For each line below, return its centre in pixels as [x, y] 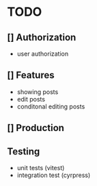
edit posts [31, 99]
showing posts [38, 92]
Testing [24, 151]
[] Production [36, 128]
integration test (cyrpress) [54, 175]
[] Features [31, 75]
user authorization [43, 54]
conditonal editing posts [51, 106]
